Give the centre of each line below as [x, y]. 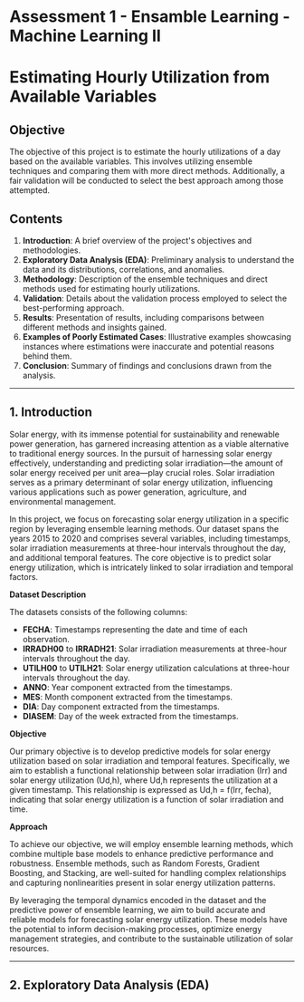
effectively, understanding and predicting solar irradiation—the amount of [146, 463]
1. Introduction [51, 413]
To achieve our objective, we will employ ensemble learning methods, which [152, 843]
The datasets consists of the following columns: [99, 612]
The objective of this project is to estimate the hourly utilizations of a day [145, 152]
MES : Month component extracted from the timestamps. [128, 697]
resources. [29, 948]
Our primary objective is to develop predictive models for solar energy [140, 751]
